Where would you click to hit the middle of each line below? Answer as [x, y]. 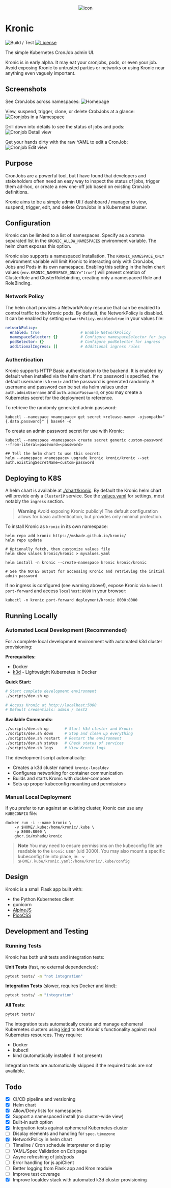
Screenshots [26, 89]
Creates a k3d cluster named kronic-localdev [61, 768]
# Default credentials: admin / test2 [46, 710]
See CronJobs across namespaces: [42, 101]
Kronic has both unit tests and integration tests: [55, 957]
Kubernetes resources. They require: [44, 1035]
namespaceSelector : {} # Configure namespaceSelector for [83, 337]
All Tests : [15, 1005]
